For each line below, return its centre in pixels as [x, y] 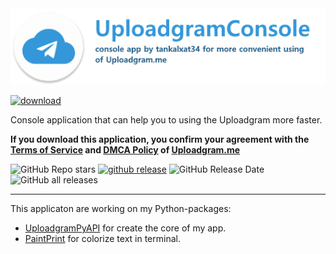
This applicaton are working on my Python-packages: [121, 209]
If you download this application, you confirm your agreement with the [160, 139]
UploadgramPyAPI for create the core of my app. [125, 228]
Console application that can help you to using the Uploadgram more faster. [166, 120]
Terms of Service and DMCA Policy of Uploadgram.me [125, 150]
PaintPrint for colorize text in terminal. [102, 239]
